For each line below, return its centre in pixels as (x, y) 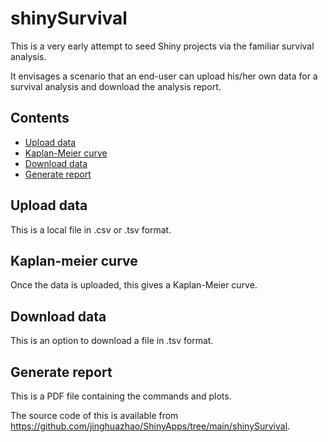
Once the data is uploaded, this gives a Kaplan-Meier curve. (134, 285)
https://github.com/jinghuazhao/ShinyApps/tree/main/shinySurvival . (150, 426)
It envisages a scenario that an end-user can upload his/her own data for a (164, 76)
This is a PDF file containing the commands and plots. (121, 396)
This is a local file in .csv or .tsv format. (91, 229)
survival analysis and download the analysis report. (116, 86)
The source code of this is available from (94, 415)
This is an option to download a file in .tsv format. (112, 341)
